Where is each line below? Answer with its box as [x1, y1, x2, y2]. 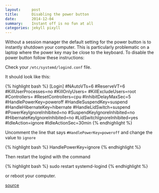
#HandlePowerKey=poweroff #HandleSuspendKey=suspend [5, 99, 128, 105]
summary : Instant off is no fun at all [5, 21, 94, 26]
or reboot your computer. [5, 173, 56, 179]
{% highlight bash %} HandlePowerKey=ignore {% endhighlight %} [5, 144, 141, 150]
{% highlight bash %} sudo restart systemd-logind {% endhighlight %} [5, 163, 148, 169]
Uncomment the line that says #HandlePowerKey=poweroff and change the [5, 129, 153, 135]
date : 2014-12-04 [5, 16, 54, 21]
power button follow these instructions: [5, 55, 85, 61]
